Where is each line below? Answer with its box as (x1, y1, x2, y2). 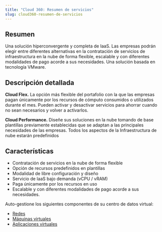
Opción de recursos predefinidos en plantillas (12, 165, 105, 171)
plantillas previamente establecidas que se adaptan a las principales (5, 122, 144, 128)
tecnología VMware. (5, 64, 46, 70)
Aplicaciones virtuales (12, 221, 58, 227)
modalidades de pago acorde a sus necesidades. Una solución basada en (5, 59, 156, 65)
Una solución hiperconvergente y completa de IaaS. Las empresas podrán (5, 43, 156, 49)
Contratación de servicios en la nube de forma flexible (12, 160, 123, 166)
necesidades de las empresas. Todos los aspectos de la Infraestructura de (5, 127, 157, 133)
